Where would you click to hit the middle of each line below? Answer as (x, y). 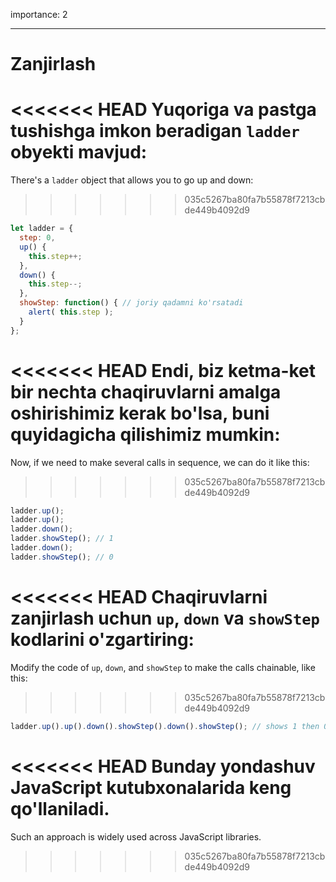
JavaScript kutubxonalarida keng (151, 787)
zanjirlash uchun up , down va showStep (165, 618)
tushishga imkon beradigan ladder (155, 131)
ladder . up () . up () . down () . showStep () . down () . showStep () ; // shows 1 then (165, 726)
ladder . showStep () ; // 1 (62, 539)
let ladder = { (42, 229)
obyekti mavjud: (79, 152)
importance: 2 (39, 14)
